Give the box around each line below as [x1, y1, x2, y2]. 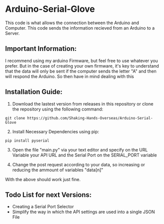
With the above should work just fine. [5, 176, 81, 182]
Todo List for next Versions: [5, 190, 92, 199]
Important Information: [5, 44, 77, 53]
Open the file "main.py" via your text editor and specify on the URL [12, 147, 148, 152]
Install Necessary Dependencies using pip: [12, 128, 99, 134]
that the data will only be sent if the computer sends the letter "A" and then [5, 68, 157, 74]
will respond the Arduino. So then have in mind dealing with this [5, 73, 134, 79]
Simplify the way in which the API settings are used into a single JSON [12, 209, 155, 215]
